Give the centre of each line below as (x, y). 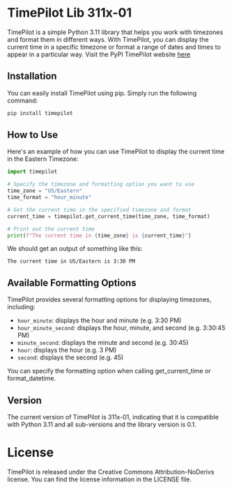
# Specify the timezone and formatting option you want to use (101, 185)
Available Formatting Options (72, 282)
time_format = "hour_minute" (49, 197)
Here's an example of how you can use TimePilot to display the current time (116, 152)
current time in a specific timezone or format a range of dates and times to (114, 47)
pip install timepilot (40, 113)
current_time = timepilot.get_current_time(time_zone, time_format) (109, 216)
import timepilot (32, 172)
